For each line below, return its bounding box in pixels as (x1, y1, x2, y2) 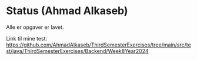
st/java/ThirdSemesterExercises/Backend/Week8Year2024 (6, 47, 149, 54)
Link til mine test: (6, 35, 48, 42)
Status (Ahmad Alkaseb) (6, 4, 128, 18)
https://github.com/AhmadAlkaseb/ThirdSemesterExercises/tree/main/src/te (6, 41, 191, 48)
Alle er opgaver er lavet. (6, 24, 64, 31)
